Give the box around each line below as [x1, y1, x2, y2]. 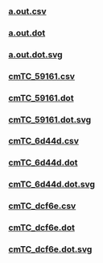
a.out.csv [8, 6, 47, 17]
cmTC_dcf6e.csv [8, 200, 76, 211]
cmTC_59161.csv [8, 70, 75, 81]
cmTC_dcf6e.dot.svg [8, 244, 93, 255]
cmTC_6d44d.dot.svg [8, 179, 95, 190]
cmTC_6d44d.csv [8, 136, 79, 147]
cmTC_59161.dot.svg [8, 114, 92, 125]
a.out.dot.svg [8, 48, 63, 60]
